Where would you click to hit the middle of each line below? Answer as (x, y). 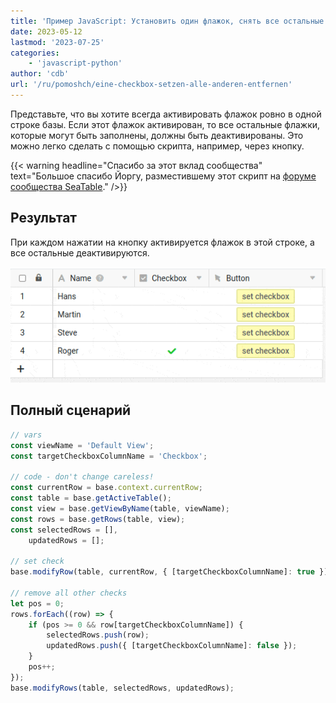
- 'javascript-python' (75, 63)
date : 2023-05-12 (46, 31)
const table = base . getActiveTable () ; (91, 498)
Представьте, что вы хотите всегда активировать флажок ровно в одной (166, 114)
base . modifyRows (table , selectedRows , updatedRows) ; (122, 688)
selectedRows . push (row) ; (98, 635)
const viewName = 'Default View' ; (82, 445)
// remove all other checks (69, 593)
